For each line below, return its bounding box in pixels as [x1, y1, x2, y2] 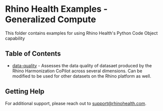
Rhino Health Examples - [5, 3, 108, 15]
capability [5, 35, 26, 41]
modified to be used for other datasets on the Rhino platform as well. [12, 73, 151, 79]
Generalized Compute [5, 14, 96, 25]
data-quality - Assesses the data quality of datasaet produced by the [12, 62, 152, 68]
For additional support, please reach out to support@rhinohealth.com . [5, 100, 147, 106]
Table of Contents [5, 50, 61, 58]
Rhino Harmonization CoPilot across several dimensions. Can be [12, 68, 142, 74]
